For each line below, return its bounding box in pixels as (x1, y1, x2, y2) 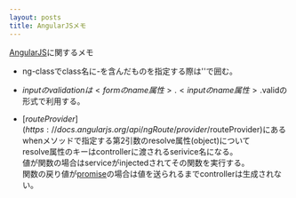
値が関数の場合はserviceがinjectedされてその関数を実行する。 (21, 157, 250, 168)
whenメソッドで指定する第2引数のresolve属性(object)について (21, 135, 251, 146)
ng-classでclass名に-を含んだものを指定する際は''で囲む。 (21, 66, 237, 76)
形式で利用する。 (21, 95, 85, 107)
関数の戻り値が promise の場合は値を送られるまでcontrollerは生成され (21, 168, 274, 178)
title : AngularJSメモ (9, 21, 87, 30)
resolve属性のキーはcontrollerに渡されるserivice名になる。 (21, 146, 238, 156)
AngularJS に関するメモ (9, 46, 94, 58)
